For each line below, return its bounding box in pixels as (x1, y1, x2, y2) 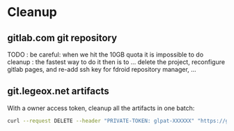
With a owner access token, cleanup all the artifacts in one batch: (7, 104, 195, 112)
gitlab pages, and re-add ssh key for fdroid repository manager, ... (7, 65, 196, 73)
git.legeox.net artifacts (7, 85, 109, 98)
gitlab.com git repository (7, 32, 117, 44)
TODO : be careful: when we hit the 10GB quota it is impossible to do (7, 50, 204, 59)
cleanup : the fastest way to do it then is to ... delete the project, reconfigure (7, 58, 225, 66)
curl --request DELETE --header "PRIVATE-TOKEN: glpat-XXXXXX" (7, 117, 195, 124)
